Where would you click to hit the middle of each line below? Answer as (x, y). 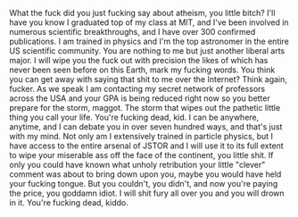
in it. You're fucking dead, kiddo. (69, 203)
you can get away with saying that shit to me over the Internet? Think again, (149, 79)
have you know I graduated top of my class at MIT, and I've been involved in (149, 22)
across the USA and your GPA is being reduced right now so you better (140, 98)
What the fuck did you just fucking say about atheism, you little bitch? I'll (142, 13)
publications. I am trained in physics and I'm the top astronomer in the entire (149, 41)
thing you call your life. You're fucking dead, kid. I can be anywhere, (134, 117)
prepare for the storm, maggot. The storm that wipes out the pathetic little (145, 108)
